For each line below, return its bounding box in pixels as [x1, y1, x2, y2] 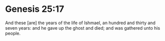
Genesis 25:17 [5, 3, 64, 15]
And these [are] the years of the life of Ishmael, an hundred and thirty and [5, 20, 156, 26]
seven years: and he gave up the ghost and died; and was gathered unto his [5, 25, 160, 31]
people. [5, 30, 21, 36]
